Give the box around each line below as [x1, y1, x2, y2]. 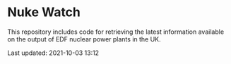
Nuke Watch [7, 4, 81, 20]
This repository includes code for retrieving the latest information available [7, 27, 225, 36]
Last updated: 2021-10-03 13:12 [7, 49, 100, 57]
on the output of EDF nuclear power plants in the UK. [7, 34, 161, 43]
